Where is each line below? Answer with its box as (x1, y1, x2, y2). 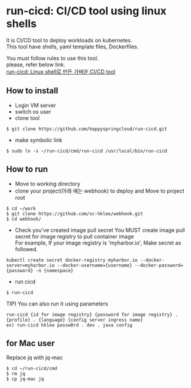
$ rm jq (6, 371, 26, 377)
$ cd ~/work (6, 205, 36, 212)
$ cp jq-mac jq (6, 376, 44, 382)
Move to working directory (14, 180, 81, 187)
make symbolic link (14, 136, 63, 143)
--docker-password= (134, 262, 184, 268)
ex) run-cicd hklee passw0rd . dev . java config (6, 322, 133, 328)
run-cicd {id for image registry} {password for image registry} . (6, 311, 178, 317)
